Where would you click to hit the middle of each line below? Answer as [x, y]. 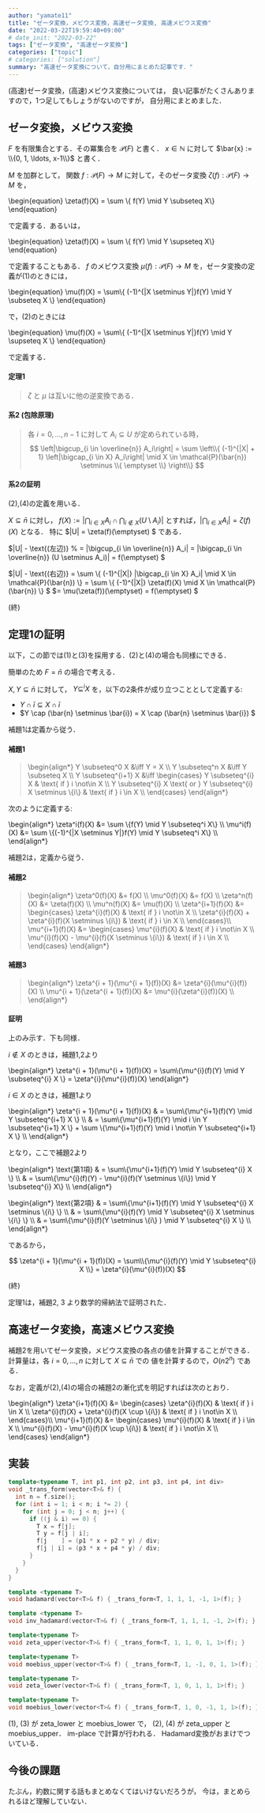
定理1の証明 [37, 635]
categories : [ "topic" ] [45, 52]
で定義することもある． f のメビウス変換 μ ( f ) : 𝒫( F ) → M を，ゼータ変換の [128, 266]
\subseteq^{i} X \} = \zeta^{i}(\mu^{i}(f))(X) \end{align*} [99, 1079]
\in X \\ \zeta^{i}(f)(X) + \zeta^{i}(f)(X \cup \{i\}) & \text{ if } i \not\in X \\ [123, 1411]
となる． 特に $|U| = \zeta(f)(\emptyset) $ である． [103, 532]
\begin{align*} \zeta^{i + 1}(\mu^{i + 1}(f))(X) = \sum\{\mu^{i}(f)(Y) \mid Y [127, 1071]
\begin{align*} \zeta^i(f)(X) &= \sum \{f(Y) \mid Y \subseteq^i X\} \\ [116, 824]
